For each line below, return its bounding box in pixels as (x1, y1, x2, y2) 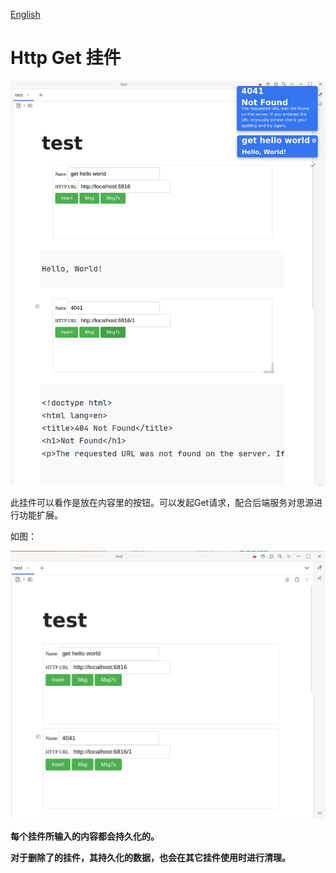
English (10, 9, 41, 20)
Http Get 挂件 (10, 47, 122, 69)
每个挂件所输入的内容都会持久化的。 (10, 830, 160, 842)
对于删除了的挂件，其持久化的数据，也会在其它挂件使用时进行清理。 (10, 851, 291, 863)
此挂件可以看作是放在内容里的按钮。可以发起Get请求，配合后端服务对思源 (10, 497, 315, 509)
